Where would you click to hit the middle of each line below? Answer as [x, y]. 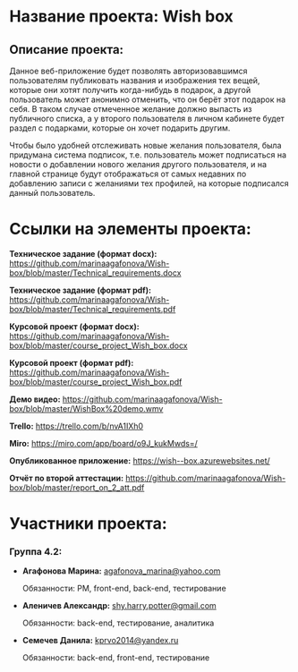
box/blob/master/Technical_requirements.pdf [93, 309]
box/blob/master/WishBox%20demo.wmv [86, 408]
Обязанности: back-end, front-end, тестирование [116, 658]
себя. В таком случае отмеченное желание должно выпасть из [131, 109]
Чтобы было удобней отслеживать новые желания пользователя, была [145, 145]
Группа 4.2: [36, 552]
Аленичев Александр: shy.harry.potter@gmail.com [119, 606]
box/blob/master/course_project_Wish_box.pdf [96, 381]
